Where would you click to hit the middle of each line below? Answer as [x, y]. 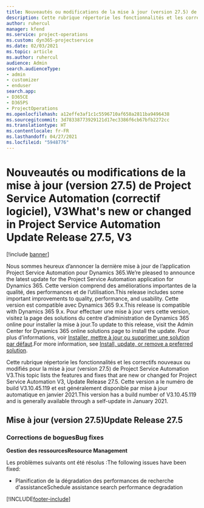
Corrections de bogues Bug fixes [55, 438]
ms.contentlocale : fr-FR [38, 131]
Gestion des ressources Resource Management [67, 451]
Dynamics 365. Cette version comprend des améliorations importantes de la [101, 285]
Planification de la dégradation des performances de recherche [94, 481]
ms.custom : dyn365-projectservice [50, 40]
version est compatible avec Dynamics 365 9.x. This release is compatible [98, 305]
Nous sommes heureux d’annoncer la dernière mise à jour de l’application [98, 266]
